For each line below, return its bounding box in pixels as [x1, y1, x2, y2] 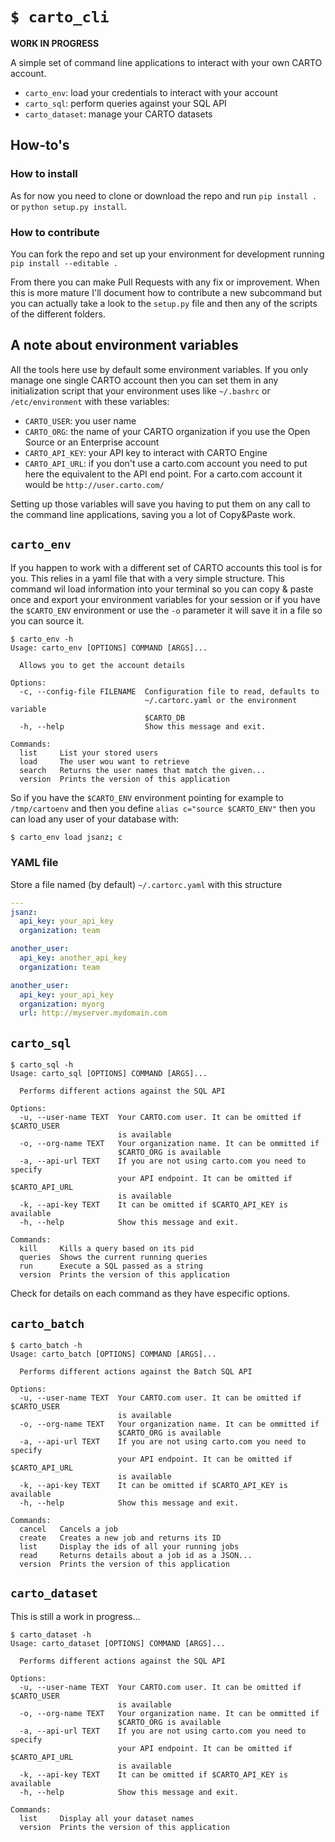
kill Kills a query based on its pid [19, 1244, 195, 1254]
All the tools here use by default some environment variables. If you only [10, 363, 309, 375]
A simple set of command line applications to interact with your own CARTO [10, 56, 323, 68]
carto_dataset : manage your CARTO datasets [24, 108, 213, 120]
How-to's [10, 137, 70, 154]
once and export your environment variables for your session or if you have [10, 593, 321, 605]
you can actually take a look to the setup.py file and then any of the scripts [10, 297, 318, 309]
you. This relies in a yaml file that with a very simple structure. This [10, 572, 285, 584]
